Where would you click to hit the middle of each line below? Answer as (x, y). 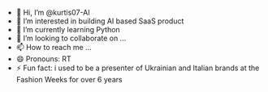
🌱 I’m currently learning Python (68, 29)
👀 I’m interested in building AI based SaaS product (100, 21)
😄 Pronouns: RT (43, 59)
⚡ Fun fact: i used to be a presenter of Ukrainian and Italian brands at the (138, 68)
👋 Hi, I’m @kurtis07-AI (53, 13)
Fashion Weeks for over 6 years (69, 79)
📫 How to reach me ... (54, 47)
